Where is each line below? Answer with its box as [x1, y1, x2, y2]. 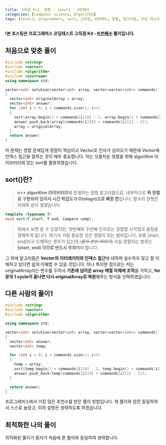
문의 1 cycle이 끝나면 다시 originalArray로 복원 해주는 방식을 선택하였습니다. [5, 273, 152, 279]
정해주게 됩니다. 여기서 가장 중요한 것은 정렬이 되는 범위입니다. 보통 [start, [17, 232, 160, 238]
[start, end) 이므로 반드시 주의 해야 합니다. [17, 244, 99, 250]
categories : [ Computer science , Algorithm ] [5, 12, 96, 17]
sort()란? [5, 176, 33, 184]
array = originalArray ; [14, 124, 63, 129]
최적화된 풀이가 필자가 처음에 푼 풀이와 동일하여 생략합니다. [5, 435, 119, 441]
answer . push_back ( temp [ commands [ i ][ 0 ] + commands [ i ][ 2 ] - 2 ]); [14, 371, 147, 376]
